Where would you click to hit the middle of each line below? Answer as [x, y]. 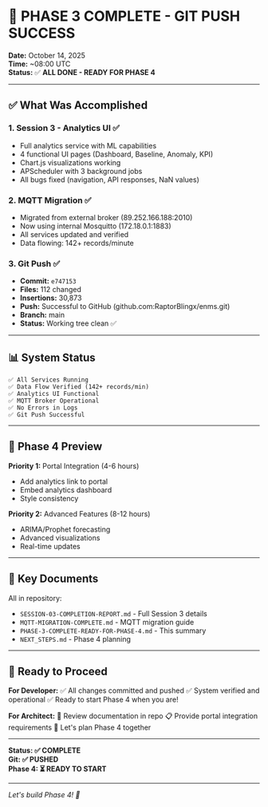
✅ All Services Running [49, 380]
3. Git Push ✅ [34, 263]
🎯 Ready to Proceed [58, 672]
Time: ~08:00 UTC [39, 64]
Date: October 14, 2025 [47, 55]
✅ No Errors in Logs [43, 408]
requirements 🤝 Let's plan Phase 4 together [80, 728]
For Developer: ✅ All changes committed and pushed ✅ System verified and [134, 690]
